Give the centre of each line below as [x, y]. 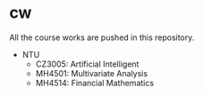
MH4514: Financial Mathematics [95, 83]
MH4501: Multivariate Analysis [92, 73]
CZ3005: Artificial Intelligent [87, 64]
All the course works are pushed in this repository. [102, 37]
